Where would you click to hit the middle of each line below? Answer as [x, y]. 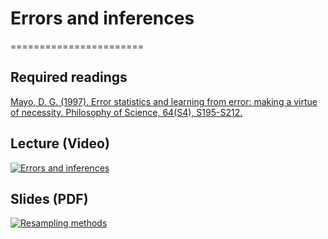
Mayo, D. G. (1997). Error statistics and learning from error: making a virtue [164, 101]
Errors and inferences [102, 18]
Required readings [69, 77]
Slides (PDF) [49, 198]
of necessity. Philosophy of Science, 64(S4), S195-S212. [126, 112]
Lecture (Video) [60, 143]
